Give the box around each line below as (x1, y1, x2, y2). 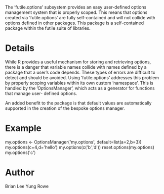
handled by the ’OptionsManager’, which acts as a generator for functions (5, 85, 155, 91)
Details (5, 43, 35, 54)
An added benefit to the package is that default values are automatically (5, 100, 152, 106)
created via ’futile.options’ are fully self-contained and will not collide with (5, 15, 156, 20)
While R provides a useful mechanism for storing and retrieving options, (5, 59, 151, 65)
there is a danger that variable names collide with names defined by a (5, 64, 147, 70)
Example (5, 123, 41, 134)
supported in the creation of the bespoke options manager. (5, 105, 125, 111)
